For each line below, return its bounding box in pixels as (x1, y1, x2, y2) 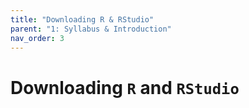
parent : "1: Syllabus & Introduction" (10, 24, 172, 34)
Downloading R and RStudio (10, 76, 240, 99)
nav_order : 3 (10, 33, 65, 43)
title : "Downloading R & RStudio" (10, 14, 155, 25)
